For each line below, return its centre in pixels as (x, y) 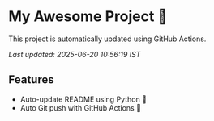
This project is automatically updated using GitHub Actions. (107, 39)
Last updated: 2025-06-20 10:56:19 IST (75, 54)
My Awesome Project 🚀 (88, 17)
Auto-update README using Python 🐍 (83, 99)
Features (31, 80)
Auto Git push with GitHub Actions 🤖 (81, 107)
